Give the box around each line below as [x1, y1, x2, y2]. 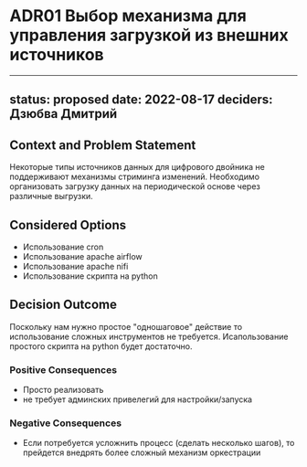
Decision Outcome [9, 297, 117, 313]
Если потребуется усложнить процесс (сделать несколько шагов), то [22, 438, 295, 449]
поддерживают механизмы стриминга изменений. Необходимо [9, 171, 260, 183]
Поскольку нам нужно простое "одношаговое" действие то [9, 321, 243, 332]
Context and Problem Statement [9, 137, 196, 153]
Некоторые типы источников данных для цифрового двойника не [9, 162, 265, 173]
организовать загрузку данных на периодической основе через [9, 181, 260, 192]
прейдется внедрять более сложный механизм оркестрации [22, 447, 261, 458]
